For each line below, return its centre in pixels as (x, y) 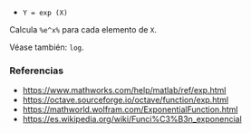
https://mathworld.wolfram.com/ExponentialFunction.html (130, 109)
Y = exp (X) (45, 13)
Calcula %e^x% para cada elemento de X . (83, 29)
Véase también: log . (47, 47)
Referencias (37, 71)
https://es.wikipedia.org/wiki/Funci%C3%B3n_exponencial (132, 119)
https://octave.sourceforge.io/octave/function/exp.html (125, 100)
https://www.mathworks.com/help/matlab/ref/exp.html (124, 90)
